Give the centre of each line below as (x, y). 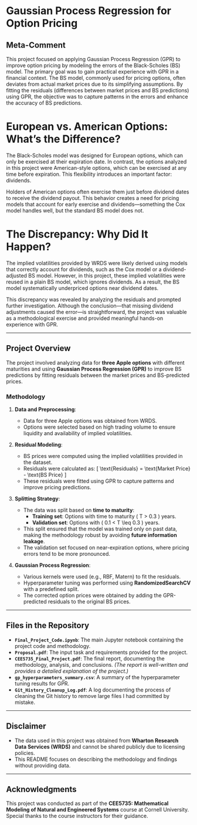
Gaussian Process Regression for (89, 11)
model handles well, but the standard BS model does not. (75, 211)
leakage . (34, 541)
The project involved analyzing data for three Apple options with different (95, 362)
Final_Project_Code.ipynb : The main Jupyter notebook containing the (99, 640)
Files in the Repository (48, 625)
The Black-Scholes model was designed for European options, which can (95, 155)
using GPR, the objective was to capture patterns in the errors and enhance (97, 96)
